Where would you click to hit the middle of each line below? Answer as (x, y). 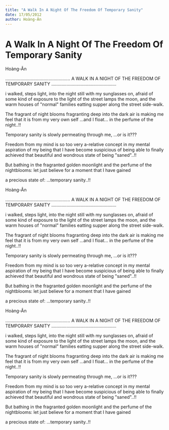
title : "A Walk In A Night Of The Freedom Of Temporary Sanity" (74, 10)
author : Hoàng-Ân (23, 19)
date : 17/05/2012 (23, 15)
